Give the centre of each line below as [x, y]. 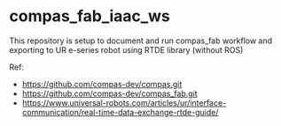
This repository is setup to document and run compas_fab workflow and [141, 41]
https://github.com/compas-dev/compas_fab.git [109, 93]
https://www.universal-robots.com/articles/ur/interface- [124, 102]
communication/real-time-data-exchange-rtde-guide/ [120, 112]
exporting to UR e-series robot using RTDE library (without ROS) [126, 49]
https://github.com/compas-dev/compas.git [102, 84]
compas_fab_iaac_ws [90, 16]
